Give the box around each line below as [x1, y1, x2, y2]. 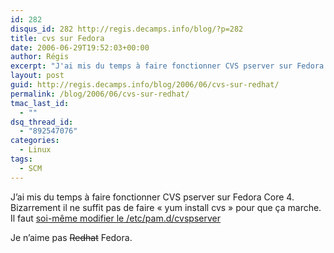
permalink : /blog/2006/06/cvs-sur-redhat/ [10, 89, 190, 99]
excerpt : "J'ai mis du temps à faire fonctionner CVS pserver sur [10, 61, 293, 71]
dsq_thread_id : [10, 117, 74, 127]
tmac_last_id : [10, 98, 70, 108]
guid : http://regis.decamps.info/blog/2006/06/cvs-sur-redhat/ [10, 80, 280, 90]
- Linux [19, 145, 52, 155]
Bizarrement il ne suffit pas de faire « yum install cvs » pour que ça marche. [10, 201, 322, 213]
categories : [10, 136, 60, 146]
